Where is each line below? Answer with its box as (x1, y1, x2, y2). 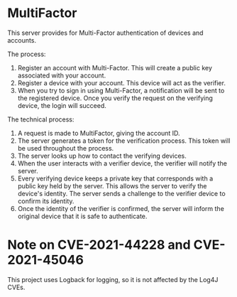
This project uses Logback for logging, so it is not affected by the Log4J (7, 275, 219, 283)
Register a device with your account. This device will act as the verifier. (17, 78, 226, 87)
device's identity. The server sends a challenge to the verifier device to (17, 189, 226, 198)
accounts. (7, 36, 37, 44)
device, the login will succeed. (17, 101, 106, 109)
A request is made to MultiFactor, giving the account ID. (17, 129, 180, 137)
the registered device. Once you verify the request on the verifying (17, 94, 213, 102)
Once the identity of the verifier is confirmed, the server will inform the (17, 204, 225, 212)
